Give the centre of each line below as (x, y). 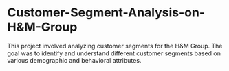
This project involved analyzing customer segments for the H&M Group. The (115, 46)
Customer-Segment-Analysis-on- (106, 13)
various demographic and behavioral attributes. (74, 60)
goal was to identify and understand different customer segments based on (114, 53)
